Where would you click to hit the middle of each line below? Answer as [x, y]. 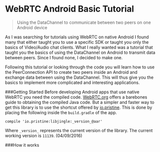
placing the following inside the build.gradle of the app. [61, 112]
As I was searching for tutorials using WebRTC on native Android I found [77, 37]
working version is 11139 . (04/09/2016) [44, 135]
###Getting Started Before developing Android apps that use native [72, 92]
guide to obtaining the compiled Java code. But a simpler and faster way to [80, 102]
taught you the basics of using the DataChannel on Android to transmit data [80, 52]
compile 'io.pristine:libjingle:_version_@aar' [54, 121]
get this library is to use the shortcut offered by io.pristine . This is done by [79, 107]
